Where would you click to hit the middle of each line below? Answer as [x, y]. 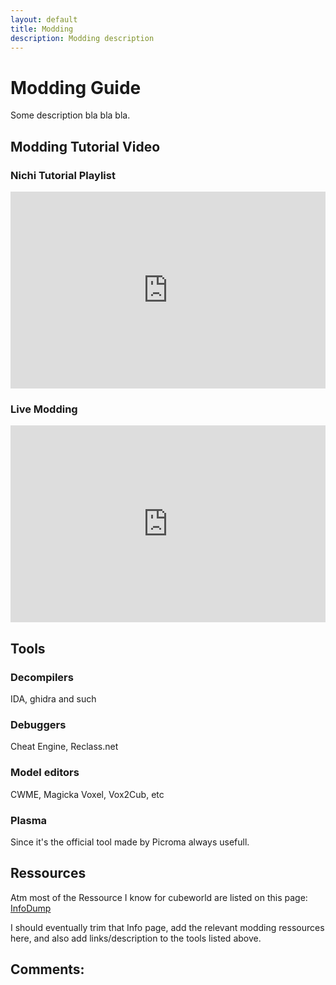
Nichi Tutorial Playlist [63, 175]
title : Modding [42, 29]
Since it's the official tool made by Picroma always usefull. [130, 842]
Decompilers [42, 677]
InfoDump [31, 908]
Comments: [47, 969]
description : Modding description [82, 38]
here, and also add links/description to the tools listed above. [136, 938]
